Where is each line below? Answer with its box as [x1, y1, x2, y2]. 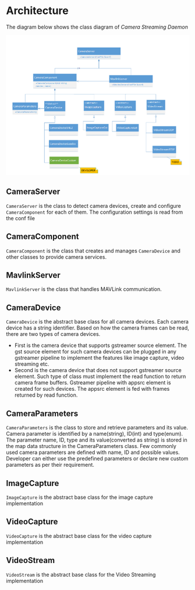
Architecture [6, 4, 69, 18]
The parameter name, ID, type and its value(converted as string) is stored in [6, 436, 187, 443]
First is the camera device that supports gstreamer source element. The [14, 342, 187, 349]
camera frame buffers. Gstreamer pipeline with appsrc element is [14, 379, 171, 386]
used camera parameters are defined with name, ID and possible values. [6, 449, 180, 456]
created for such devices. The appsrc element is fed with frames [14, 386, 170, 393]
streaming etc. [14, 360, 49, 367]
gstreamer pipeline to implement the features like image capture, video [14, 355, 185, 362]
